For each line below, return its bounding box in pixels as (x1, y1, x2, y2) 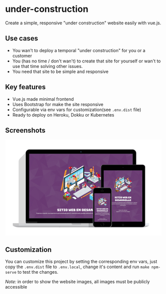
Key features (5, 83, 46, 91)
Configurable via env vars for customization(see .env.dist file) (12, 107, 142, 113)
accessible (5, 284, 27, 290)
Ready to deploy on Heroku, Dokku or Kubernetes (12, 112, 114, 118)
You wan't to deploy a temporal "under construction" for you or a (12, 47, 146, 53)
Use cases (5, 34, 38, 43)
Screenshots (5, 126, 46, 134)
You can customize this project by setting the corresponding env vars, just (5, 259, 158, 265)
